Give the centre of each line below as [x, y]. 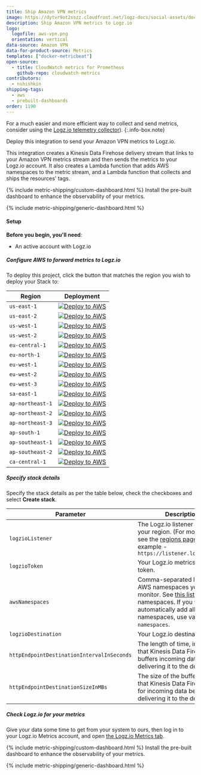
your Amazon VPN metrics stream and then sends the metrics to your [92, 159]
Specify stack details [33, 478]
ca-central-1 [28, 462]
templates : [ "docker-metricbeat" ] [49, 56]
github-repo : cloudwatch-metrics [59, 73]
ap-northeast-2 [31, 413]
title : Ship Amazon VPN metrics [46, 12]
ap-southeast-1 [31, 442]
